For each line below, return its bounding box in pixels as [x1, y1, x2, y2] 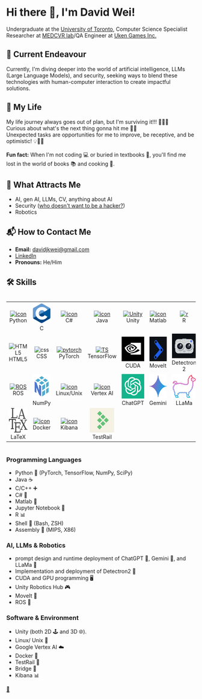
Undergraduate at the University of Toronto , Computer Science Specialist [6, 25, 188, 33]
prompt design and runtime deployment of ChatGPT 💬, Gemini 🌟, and [14, 555, 186, 562]
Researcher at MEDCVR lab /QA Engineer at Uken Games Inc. [6, 31, 157, 39]
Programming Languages [6, 455, 82, 464]
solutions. [6, 85, 31, 92]
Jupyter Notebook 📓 [14, 504, 65, 511]
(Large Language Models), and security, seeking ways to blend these [6, 72, 178, 79]
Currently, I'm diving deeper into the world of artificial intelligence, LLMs [6, 65, 185, 72]
